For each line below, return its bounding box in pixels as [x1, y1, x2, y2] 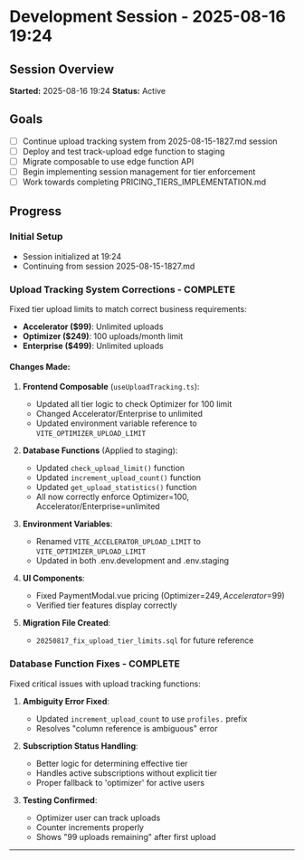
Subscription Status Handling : [22, 740, 138, 751]
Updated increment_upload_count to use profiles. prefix [35, 713, 248, 724]
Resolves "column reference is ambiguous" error [35, 723, 218, 733]
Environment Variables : [22, 518, 113, 530]
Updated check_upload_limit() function [35, 463, 185, 474]
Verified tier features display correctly [35, 600, 178, 611]
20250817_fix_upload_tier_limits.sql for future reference [35, 635, 254, 646]
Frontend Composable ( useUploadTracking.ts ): [22, 382, 201, 392]
